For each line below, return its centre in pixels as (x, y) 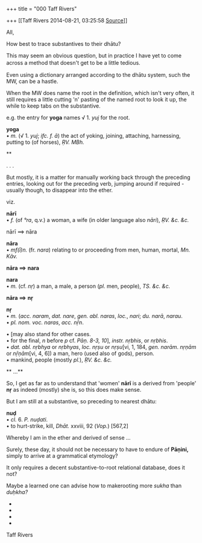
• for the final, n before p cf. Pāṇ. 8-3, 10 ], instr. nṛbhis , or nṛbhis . (87, 340)
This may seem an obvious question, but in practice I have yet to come (94, 56)
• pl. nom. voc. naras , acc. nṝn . (45, 322)
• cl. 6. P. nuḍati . (27, 419)
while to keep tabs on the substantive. (53, 106)
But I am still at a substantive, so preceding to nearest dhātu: (81, 401)
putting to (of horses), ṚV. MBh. (45, 142)
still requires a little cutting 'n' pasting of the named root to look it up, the (96, 99)
